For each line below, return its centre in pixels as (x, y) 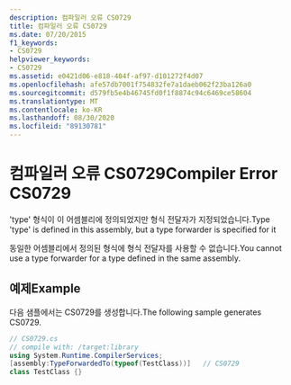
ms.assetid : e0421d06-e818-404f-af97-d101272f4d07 (106, 76)
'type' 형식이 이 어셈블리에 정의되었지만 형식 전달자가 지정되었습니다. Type (140, 219)
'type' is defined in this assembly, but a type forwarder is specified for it (143, 229)
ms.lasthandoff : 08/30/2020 (62, 118)
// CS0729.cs (34, 338)
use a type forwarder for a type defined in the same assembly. (125, 258)
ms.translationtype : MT (54, 101)
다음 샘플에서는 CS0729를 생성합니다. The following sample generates (136, 312)
